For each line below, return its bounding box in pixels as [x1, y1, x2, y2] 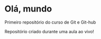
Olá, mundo [4, 3, 52, 14]
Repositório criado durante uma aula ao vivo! [4, 28, 94, 34]
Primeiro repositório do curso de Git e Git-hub [4, 19, 96, 25]
